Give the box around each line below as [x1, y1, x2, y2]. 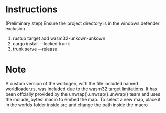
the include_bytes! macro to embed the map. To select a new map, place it [5, 96, 161, 102]
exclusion [5, 25, 25, 31]
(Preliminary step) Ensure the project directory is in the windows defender [5, 20, 160, 26]
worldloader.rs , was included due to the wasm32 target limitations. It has [5, 86, 157, 92]
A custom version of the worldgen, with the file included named [5, 80, 138, 86]
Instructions [5, 4, 58, 15]
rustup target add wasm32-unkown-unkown [12, 35, 106, 41]
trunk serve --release [12, 46, 57, 52]
